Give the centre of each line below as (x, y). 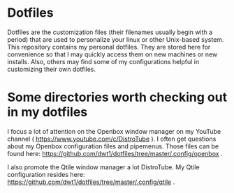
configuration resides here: (46, 174)
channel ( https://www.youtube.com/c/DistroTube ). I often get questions (112, 139)
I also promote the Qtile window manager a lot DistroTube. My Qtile (104, 167)
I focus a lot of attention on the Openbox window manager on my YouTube (114, 131)
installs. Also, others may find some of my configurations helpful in (103, 61)
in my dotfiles (47, 112)
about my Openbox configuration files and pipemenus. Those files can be (113, 146)
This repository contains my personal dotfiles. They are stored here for (109, 47)
